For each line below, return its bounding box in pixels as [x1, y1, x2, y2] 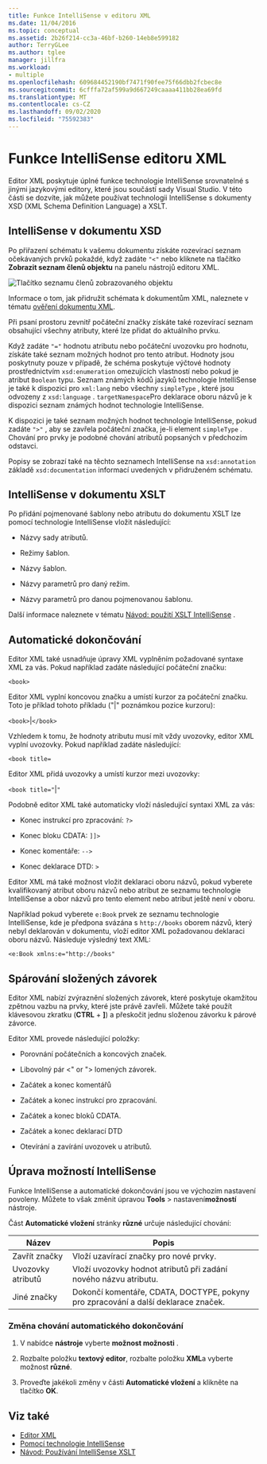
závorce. [8, 1018, 37, 1028]
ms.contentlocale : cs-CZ [8, 100, 91, 108]
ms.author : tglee [8, 49, 66, 57]
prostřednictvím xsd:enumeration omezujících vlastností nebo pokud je [8, 366, 239, 376]
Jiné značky [12, 1291, 58, 1302]
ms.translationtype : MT [8, 93, 87, 101]
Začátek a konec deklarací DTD [19, 1126, 123, 1136]
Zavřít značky [12, 1251, 64, 1262]
